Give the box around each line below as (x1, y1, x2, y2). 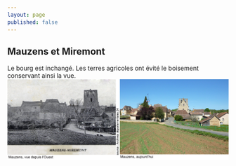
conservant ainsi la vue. (7, 71, 76, 80)
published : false (7, 18, 58, 26)
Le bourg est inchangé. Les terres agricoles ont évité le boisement (7, 64, 199, 73)
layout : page (7, 11, 46, 18)
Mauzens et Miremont (7, 46, 105, 57)
